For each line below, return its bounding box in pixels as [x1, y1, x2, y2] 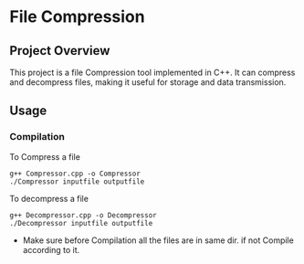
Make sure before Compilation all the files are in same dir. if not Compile [22, 235, 294, 246]
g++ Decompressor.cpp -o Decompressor [9, 210, 157, 220]
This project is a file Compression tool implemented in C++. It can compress [9, 67, 296, 78]
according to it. [22, 244, 80, 255]
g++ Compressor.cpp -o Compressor [9, 169, 142, 178]
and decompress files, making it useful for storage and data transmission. [9, 77, 287, 88]
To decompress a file [9, 193, 89, 204]
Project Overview [9, 43, 110, 58]
